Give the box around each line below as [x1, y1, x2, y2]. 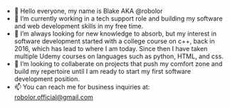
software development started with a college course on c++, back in [14, 37, 215, 45]
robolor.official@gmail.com [14, 93, 94, 101]
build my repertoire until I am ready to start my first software [14, 67, 191, 75]
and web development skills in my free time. [14, 22, 144, 30]
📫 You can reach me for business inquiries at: [14, 82, 150, 91]
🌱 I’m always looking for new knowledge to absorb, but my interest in [14, 29, 217, 38]
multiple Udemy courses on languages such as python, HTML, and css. [14, 52, 224, 60]
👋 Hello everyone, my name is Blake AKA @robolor [14, 7, 163, 15]
